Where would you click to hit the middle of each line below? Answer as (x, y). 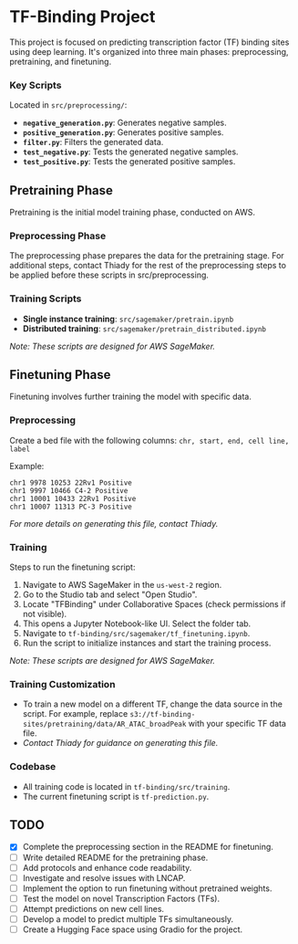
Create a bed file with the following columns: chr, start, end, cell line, (149, 440)
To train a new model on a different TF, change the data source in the (152, 704)
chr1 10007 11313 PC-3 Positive (71, 507)
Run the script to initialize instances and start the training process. (147, 643)
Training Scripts (46, 299)
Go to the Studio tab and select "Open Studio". (110, 594)
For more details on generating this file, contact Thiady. (114, 523)
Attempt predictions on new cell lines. (93, 908)
